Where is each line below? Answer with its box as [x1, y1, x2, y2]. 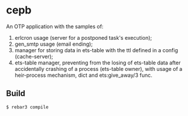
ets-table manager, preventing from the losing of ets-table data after [14, 59, 181, 66]
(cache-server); [14, 53, 54, 60]
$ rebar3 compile [6, 104, 49, 110]
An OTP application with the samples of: [6, 23, 104, 30]
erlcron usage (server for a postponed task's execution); [14, 34, 152, 41]
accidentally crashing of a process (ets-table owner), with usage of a [14, 65, 183, 72]
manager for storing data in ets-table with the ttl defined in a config [14, 46, 179, 53]
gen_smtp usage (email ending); [14, 40, 93, 47]
